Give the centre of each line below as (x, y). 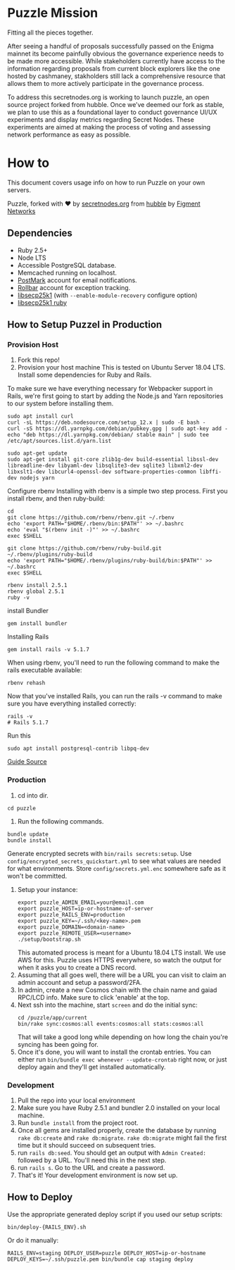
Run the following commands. (61, 821)
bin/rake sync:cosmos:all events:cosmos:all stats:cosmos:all (110, 1024)
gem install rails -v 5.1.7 (49, 650)
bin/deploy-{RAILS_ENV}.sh (47, 1227)
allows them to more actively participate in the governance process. (106, 83)
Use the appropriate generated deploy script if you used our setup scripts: (115, 1214)
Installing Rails (28, 637)
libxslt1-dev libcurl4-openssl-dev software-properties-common (102, 472)
